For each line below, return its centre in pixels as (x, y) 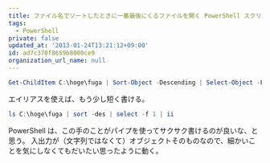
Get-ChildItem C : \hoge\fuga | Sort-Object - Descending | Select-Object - (135, 82)
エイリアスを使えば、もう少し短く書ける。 (79, 99)
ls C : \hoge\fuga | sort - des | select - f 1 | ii (91, 114)
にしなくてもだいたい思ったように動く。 (96, 150)
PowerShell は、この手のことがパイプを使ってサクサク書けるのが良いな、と (133, 130)
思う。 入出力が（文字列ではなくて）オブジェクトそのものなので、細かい (129, 141)
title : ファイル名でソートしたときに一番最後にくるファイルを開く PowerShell (125, 16)
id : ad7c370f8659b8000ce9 (51, 53)
